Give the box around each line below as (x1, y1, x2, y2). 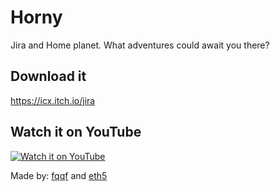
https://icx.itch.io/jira (10, 94, 96, 106)
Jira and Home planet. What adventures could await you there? (10, 39, 270, 51)
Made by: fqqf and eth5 (10, 169, 108, 181)
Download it (10, 68, 87, 85)
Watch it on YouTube (10, 124, 142, 141)
